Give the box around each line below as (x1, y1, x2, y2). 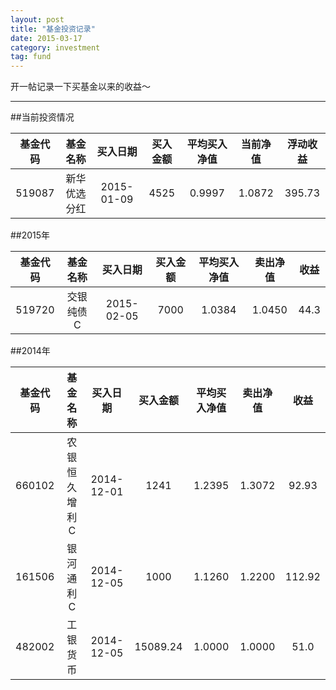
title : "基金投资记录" (10, 24, 96, 34)
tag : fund (10, 52, 52, 62)
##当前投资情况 (10, 111, 75, 123)
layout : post (10, 14, 65, 25)
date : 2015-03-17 (10, 33, 83, 43)
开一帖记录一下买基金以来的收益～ (10, 81, 151, 93)
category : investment (10, 42, 101, 53)
